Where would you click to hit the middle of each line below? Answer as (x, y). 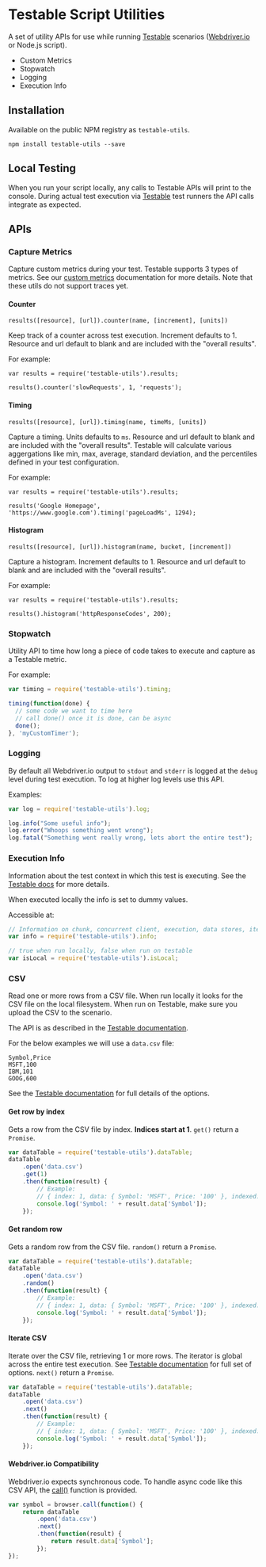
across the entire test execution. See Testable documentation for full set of (130, 1364)
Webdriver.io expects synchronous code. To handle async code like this (125, 1481)
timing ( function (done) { (49, 704)
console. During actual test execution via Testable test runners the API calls (131, 196)
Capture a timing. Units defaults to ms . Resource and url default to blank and (132, 437)
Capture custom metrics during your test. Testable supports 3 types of (123, 269)
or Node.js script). (38, 44)
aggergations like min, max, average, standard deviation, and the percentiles (133, 453)
